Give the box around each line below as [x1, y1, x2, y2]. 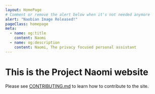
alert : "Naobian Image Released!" [5, 17, 78, 22]
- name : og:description [10, 40, 60, 45]
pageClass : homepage [5, 21, 49, 27]
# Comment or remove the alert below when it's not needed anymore [5, 12, 150, 17]
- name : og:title [10, 31, 46, 36]
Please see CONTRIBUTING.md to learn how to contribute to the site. [5, 83, 149, 89]
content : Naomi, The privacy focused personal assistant [14, 45, 137, 50]
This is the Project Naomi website [5, 66, 148, 78]
